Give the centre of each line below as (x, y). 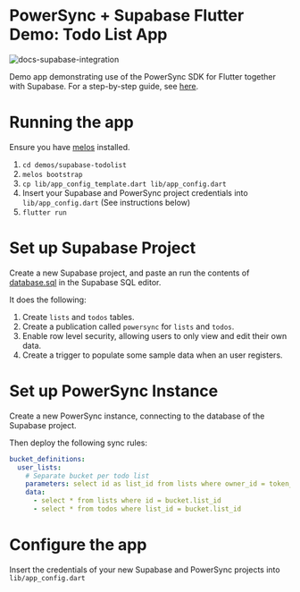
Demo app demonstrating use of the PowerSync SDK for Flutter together (143, 76)
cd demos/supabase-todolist (74, 165)
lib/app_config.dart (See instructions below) (106, 202)
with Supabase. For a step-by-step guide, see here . (104, 86)
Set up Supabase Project (103, 248)
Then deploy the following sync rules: (78, 443)
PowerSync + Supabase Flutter (127, 16)
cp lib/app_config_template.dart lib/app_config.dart (124, 184)
